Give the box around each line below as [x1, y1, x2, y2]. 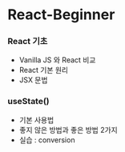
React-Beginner [7, 6, 115, 24]
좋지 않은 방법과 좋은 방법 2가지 [18, 125, 118, 134]
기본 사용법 [18, 114, 54, 125]
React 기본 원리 [18, 66, 69, 75]
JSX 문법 [18, 75, 48, 85]
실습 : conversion [18, 134, 75, 145]
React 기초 [7, 36, 48, 47]
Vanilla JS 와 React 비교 [18, 55, 96, 65]
